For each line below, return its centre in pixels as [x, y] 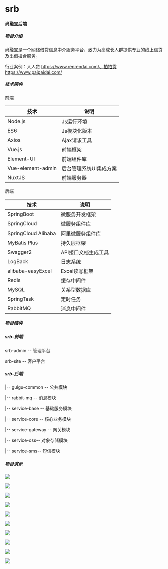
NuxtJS [16, 177]
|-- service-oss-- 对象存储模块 [37, 440]
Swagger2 [20, 252]
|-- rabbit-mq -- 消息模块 [31, 398]
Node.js [17, 121]
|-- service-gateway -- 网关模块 [38, 430]
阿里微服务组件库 [81, 233]
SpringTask [21, 299]
